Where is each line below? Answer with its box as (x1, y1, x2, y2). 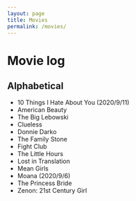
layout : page (7, 10, 45, 17)
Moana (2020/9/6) (17, 172, 71, 180)
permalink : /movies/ (7, 23, 67, 30)
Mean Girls (17, 164, 49, 173)
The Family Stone (17, 135, 68, 144)
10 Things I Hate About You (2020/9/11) (17, 98, 130, 107)
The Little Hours (17, 150, 64, 158)
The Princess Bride (17, 179, 72, 187)
